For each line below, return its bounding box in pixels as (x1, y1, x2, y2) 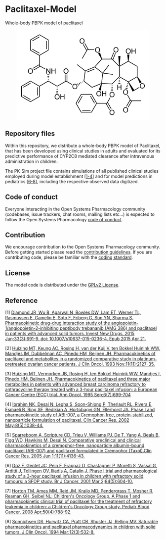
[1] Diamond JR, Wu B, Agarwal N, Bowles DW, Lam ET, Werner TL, (5, 309, 141, 315)
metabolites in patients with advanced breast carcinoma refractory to (5, 381, 146, 387)
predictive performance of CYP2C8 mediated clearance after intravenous (5, 153, 155, 159)
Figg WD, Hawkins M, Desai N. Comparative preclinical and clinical (5, 437, 141, 443)
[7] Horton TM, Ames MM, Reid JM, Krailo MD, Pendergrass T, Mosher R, (5, 488, 154, 493)
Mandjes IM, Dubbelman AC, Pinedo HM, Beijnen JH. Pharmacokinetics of (5, 350, 156, 356)
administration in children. (5, 158, 58, 164)
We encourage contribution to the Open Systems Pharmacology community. (5, 244, 161, 250)
